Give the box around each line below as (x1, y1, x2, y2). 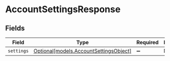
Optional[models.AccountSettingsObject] (33, 47, 132, 54)
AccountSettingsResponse (5, 4, 121, 15)
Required (136, 39, 159, 46)
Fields (5, 24, 25, 33)
